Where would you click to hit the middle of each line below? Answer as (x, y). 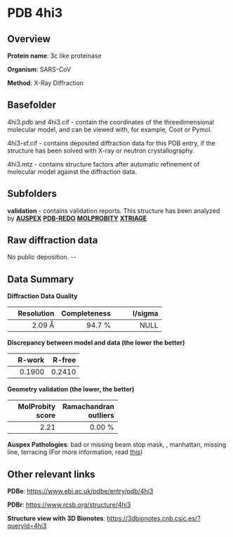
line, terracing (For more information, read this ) (75, 452)
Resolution (36, 313)
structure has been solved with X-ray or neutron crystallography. (101, 150)
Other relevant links (52, 474)
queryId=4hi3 (27, 526)
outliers (101, 415)
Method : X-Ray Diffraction (46, 83)
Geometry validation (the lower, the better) (71, 389)
